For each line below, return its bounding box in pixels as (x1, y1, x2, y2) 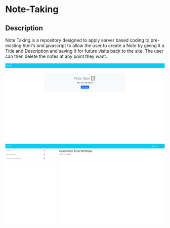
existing (5, 43, 22, 49)
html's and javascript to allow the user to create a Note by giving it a (22, 43, 164, 49)
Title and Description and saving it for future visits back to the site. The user (5, 48, 163, 54)
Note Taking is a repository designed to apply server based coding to (5, 37, 150, 43)
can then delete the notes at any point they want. (5, 53, 107, 59)
